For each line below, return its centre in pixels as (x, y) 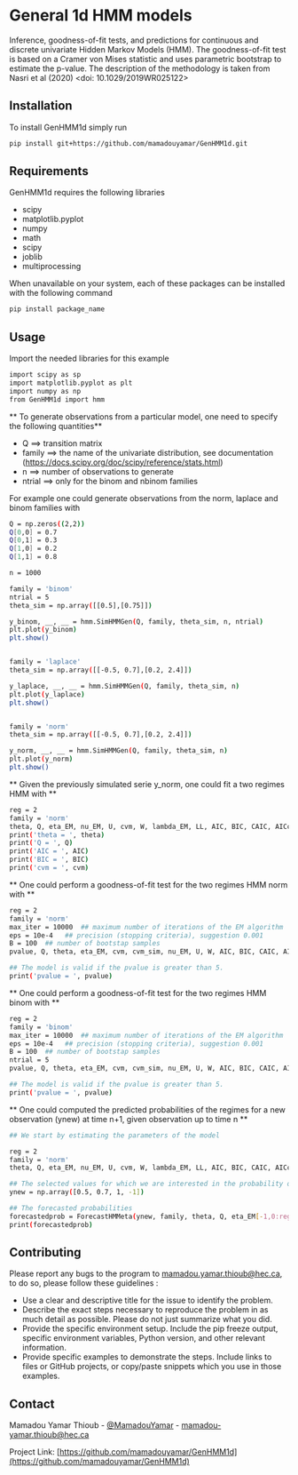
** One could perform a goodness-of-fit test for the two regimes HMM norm (149, 884)
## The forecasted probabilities (71, 1208)
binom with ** (35, 1002)
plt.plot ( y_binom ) (43, 630)
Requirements (49, 171)
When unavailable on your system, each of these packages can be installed (147, 283)
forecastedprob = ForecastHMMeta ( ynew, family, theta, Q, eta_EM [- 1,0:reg (150, 1216)
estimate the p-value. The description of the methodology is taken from (140, 68)
